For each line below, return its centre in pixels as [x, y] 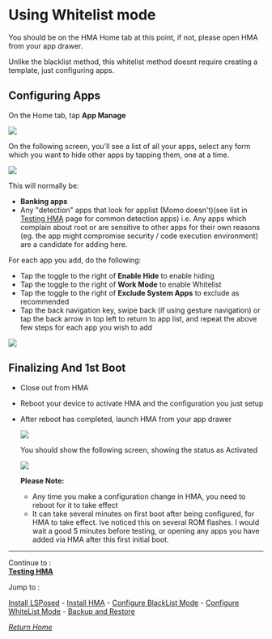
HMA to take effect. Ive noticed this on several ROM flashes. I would [146, 522]
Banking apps [44, 201]
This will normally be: [44, 185]
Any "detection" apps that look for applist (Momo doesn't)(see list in [134, 210]
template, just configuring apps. [62, 70]
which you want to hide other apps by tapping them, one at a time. [119, 155]
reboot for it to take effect [75, 505]
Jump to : [24, 587]
